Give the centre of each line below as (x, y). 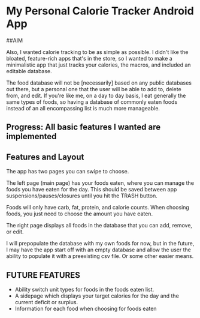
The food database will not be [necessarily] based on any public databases (99, 83)
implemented (31, 136)
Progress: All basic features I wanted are (84, 127)
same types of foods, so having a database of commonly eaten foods (92, 102)
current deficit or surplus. (46, 302)
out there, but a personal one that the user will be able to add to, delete (94, 89)
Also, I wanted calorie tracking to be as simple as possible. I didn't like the (97, 52)
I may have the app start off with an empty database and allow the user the (99, 250)
